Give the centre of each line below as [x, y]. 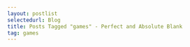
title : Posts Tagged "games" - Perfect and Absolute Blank [95, 26]
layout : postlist [32, 13]
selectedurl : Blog [34, 20]
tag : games [23, 33]
